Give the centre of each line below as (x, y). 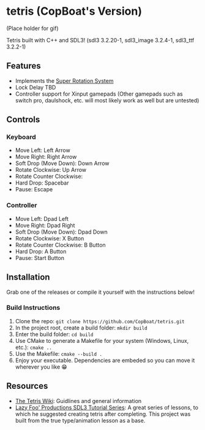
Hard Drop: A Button (41, 251)
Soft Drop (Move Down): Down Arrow (62, 163)
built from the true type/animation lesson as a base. (80, 420)
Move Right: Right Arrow (46, 157)
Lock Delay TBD (35, 87)
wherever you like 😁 (41, 367)
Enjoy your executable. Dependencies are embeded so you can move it (105, 360)
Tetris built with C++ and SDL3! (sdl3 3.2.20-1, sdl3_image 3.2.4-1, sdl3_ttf (100, 40)
